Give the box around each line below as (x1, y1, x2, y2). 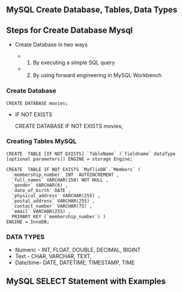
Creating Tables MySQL (6, 137, 77, 145)
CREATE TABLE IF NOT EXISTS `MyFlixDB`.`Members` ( (6, 166, 141, 172)
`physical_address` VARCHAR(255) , (11, 193, 101, 199)
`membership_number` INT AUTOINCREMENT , (11, 172, 119, 178)
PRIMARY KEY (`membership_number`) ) (11, 214, 106, 220)
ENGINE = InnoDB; (6, 218, 50, 225)
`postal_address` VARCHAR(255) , (11, 197, 95, 204)
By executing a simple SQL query (32, 59, 115, 66)
